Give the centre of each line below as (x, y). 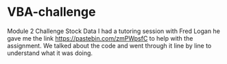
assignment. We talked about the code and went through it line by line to (109, 45)
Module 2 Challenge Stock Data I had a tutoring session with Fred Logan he (114, 31)
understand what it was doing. (50, 53)
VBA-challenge (51, 12)
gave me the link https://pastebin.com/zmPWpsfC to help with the (100, 38)
